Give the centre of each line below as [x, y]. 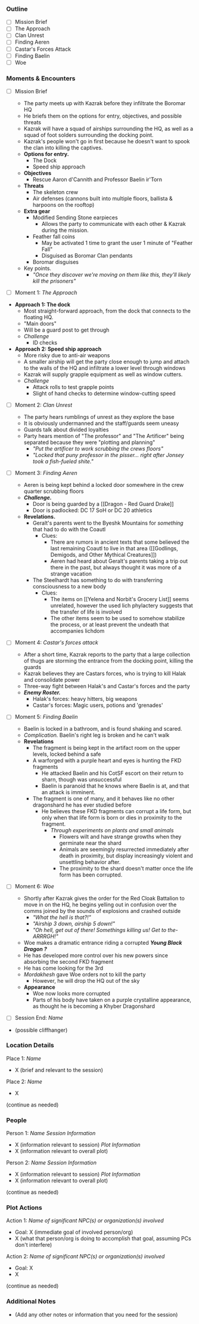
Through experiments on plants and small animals [112, 830]
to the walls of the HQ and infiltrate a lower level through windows [105, 368]
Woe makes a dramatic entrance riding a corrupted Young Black [103, 943]
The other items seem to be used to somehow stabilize [118, 618]
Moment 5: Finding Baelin [46, 717]
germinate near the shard [91, 843]
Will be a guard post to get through [66, 330]
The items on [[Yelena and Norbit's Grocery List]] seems [120, 599]
